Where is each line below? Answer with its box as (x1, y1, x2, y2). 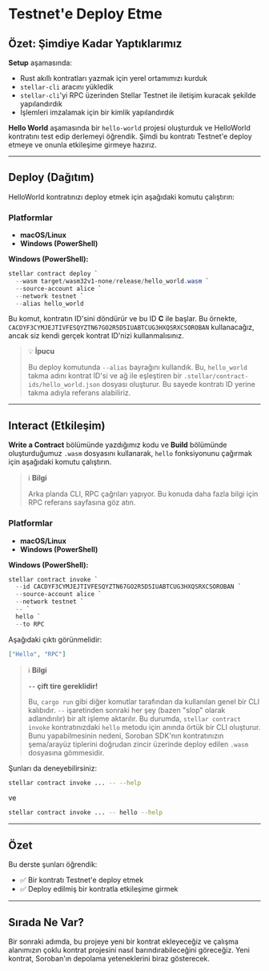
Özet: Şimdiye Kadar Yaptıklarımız (8, 37, 183, 50)
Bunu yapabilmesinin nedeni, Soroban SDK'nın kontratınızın (27, 731, 224, 740)
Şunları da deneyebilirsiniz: (8, 763, 98, 773)
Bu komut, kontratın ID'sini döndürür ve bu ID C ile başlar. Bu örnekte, (8, 314, 238, 324)
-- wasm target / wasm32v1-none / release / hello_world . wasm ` (15, 277, 210, 285)
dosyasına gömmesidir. (27, 747, 105, 757)
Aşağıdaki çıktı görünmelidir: (8, 635, 102, 644)
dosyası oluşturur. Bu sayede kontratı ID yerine (101, 380, 256, 389)
